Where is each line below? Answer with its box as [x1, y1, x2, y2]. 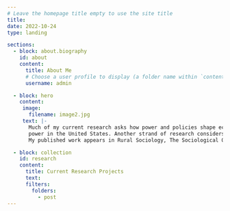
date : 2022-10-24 [7, 23, 57, 29]
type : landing [7, 29, 48, 36]
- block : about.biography [13, 48, 88, 55]
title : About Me [25, 66, 72, 74]
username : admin [25, 79, 72, 86]
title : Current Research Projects [25, 169, 125, 175]
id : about [19, 54, 48, 62]
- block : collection [13, 149, 72, 156]
